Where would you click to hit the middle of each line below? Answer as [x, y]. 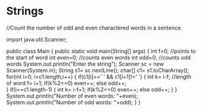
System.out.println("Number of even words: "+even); [72, 96]
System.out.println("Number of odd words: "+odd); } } [73, 102]
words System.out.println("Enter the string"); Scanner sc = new [85, 64]
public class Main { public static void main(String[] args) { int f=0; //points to [101, 51]
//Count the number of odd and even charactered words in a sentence [94, 28]
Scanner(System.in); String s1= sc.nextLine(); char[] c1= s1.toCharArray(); [98, 70]
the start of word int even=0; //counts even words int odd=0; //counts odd [99, 57]
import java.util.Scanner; [37, 39]
